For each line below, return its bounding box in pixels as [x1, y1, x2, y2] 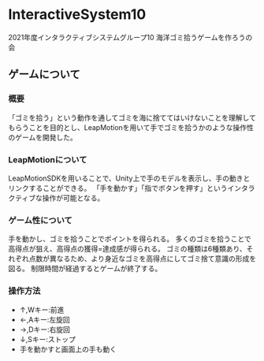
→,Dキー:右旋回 [19, 325, 71, 334]
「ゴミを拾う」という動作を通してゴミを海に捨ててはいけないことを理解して [8, 113, 256, 122]
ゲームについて [8, 68, 80, 81]
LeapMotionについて [8, 154, 87, 165]
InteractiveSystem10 [8, 6, 147, 24]
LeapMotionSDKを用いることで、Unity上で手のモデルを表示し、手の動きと [8, 173, 251, 183]
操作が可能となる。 [42, 193, 105, 203]
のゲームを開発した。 [8, 132, 77, 142]
